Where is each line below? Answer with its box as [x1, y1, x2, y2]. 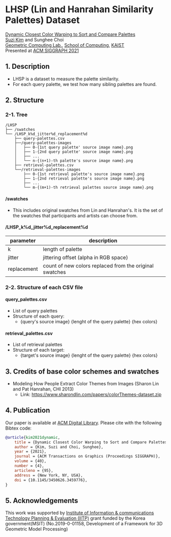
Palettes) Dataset [5, 14, 80, 26]
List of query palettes [12, 307, 58, 314]
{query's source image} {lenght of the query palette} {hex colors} [20, 318, 158, 324]
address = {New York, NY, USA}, [14, 472, 83, 478]
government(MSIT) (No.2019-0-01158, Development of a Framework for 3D [5, 521, 163, 527]
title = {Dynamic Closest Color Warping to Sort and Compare [14, 439, 147, 445]
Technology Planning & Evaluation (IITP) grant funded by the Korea [5, 515, 146, 521]
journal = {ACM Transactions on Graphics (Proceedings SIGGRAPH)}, [14, 454, 160, 459]
